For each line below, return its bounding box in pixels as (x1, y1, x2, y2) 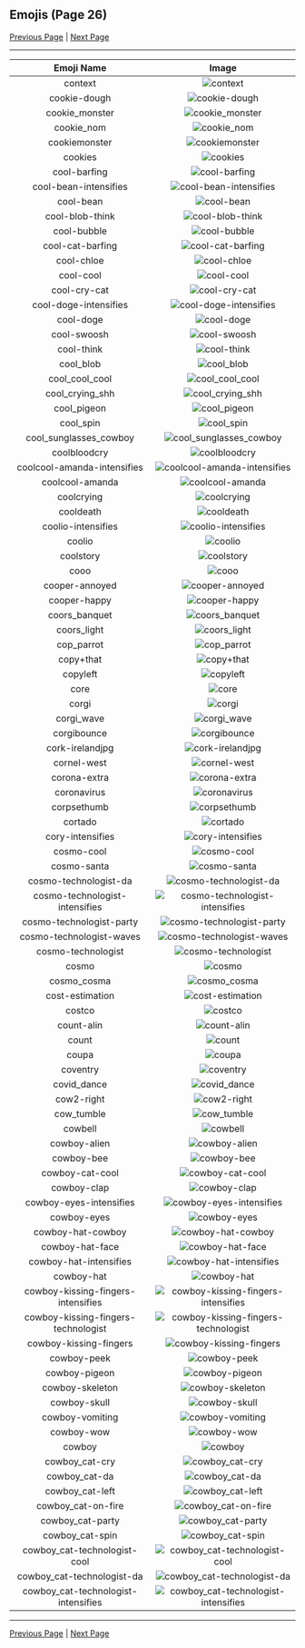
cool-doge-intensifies (32, 298, 129, 311)
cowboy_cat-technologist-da (16, 1570, 143, 1583)
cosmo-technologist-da (27, 874, 133, 887)
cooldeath (58, 504, 102, 517)
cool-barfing (52, 165, 108, 178)
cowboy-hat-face (40, 1240, 120, 1253)
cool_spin (59, 416, 101, 429)
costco (64, 1004, 95, 1016)
